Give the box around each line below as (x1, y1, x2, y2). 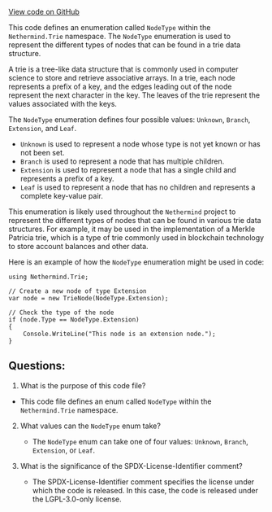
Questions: (8, 359, 66, 373)
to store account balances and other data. (8, 242, 149, 251)
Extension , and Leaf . (8, 124, 77, 133)
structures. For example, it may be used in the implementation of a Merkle (8, 224, 256, 234)
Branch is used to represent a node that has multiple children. (19, 156, 225, 166)
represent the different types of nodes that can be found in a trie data (8, 40, 241, 50)
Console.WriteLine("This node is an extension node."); (23, 330, 217, 338)
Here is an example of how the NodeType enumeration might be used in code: (8, 257, 265, 267)
